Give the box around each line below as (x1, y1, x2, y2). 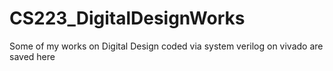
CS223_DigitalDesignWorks (9, 7, 246, 30)
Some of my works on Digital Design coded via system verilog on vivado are (9, 40, 324, 52)
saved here (9, 50, 56, 62)
